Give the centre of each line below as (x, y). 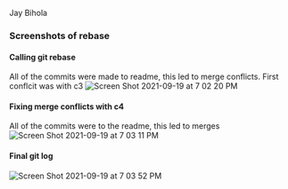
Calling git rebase (42, 57)
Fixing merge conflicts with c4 (67, 106)
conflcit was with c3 (46, 86)
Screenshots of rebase (59, 35)
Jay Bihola (28, 13)
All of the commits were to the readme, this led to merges (115, 126)
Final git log (31, 155)
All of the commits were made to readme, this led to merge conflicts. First (144, 77)
